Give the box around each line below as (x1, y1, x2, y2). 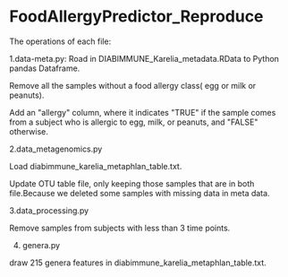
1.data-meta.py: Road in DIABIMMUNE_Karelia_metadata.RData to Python (9, 53, 280, 64)
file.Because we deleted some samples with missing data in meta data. (9, 187, 270, 198)
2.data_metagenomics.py (9, 143, 103, 154)
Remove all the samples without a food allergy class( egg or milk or (9, 80, 257, 91)
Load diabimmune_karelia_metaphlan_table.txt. (9, 160, 182, 171)
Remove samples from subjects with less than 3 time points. (9, 222, 231, 233)
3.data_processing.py (9, 204, 89, 216)
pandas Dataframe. (9, 63, 80, 74)
